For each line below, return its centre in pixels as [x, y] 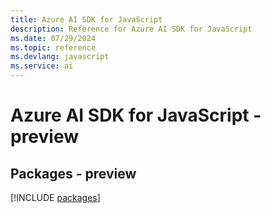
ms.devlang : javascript [60, 57]
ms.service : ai [42, 66]
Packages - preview [73, 173]
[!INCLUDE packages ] [55, 197]
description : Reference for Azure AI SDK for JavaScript [131, 29]
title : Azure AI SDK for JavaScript [86, 19]
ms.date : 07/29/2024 [53, 38]
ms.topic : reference [53, 47]
